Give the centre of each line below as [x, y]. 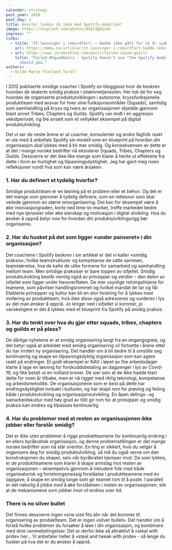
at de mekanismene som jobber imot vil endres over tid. [64, 490]
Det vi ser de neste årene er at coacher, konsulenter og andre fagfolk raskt [84, 134]
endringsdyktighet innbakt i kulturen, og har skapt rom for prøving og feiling [85, 389]
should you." [33, 62]
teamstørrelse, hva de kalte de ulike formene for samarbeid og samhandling [85, 266]
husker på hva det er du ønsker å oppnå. [48, 542]
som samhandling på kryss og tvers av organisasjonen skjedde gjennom [82, 108]
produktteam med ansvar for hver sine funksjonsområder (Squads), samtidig [86, 103]
